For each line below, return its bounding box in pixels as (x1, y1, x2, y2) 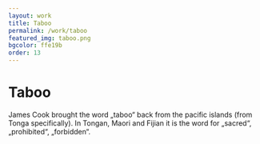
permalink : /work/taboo (8, 26, 88, 34)
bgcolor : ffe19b (8, 42, 62, 50)
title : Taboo (8, 19, 52, 27)
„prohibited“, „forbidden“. (8, 126, 91, 136)
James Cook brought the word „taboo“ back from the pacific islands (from (8, 110, 253, 119)
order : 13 (8, 49, 42, 57)
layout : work (8, 11, 52, 20)
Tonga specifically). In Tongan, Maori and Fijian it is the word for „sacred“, (8, 118, 252, 128)
